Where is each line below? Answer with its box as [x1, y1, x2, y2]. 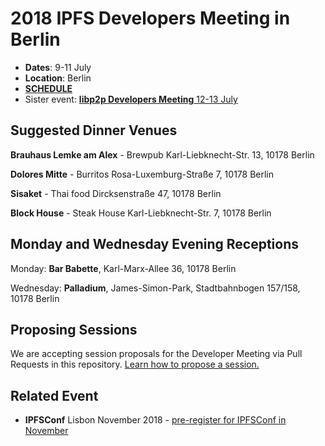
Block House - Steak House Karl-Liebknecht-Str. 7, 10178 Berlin [10, 207, 272, 219]
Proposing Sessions [10, 321, 138, 338]
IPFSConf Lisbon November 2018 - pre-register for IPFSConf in [24, 414, 287, 426]
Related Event [10, 387, 99, 404]
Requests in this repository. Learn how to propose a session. [10, 358, 260, 371]
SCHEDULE [24, 82, 73, 94]
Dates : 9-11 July [24, 61, 92, 73]
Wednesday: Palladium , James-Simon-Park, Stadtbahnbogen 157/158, [10, 282, 301, 294]
